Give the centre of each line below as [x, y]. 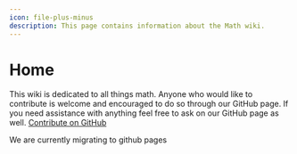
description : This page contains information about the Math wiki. [137, 26]
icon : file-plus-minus [51, 17]
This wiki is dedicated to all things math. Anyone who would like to [131, 94]
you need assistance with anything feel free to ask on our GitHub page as [144, 113]
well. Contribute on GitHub [58, 123]
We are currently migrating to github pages [88, 140]
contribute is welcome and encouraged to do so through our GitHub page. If [149, 104]
